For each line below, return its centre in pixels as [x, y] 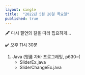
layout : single [21, 9]
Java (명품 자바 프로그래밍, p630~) [46, 57]
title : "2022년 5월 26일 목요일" [37, 14]
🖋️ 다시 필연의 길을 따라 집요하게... [38, 33]
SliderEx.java [33, 62]
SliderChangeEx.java [41, 67]
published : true [22, 19]
